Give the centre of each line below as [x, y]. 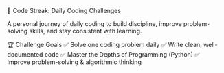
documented [25, 54]
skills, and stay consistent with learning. [86, 31]
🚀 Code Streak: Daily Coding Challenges [64, 11]
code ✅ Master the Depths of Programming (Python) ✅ [122, 54]
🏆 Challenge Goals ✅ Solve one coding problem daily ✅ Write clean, [105, 45]
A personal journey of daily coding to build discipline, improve [94, 24]
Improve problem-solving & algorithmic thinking [75, 62]
